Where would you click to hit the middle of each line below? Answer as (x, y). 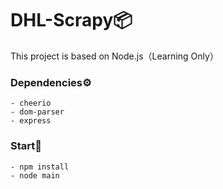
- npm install (40, 167)
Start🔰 (26, 146)
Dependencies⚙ (51, 82)
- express (31, 121)
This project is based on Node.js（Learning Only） (114, 56)
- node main (35, 175)
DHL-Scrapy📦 (71, 20)
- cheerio (31, 103)
